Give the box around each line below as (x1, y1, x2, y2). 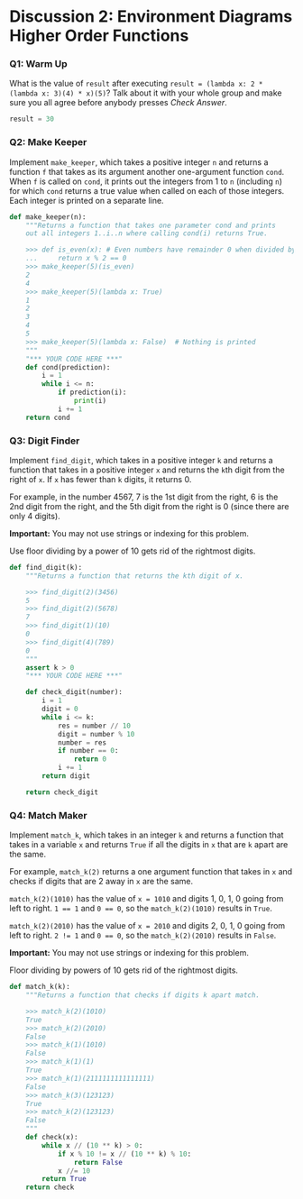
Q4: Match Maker (9, 809, 87, 821)
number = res (57, 737, 106, 747)
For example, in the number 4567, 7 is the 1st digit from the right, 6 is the (9, 491, 279, 502)
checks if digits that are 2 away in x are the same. (9, 876, 194, 887)
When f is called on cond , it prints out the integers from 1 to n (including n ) (9, 176, 282, 187)
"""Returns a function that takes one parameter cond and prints (25, 221, 277, 230)
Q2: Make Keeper (9, 136, 87, 149)
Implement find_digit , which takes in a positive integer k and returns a (9, 454, 273, 465)
